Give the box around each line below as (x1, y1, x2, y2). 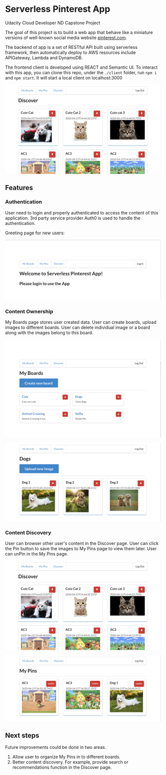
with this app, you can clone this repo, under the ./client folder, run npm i (5, 69, 157, 75)
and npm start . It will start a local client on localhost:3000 (5, 75, 123, 81)
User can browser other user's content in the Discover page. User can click (5, 540, 159, 547)
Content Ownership (5, 308, 53, 315)
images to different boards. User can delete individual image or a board (5, 325, 151, 331)
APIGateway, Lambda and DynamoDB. (5, 54, 83, 60)
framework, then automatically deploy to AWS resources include (5, 49, 136, 55)
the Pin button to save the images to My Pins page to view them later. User (5, 546, 157, 552)
